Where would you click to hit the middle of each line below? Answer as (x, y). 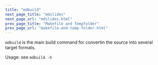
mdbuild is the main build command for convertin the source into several (79, 42)
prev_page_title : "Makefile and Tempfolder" (52, 24)
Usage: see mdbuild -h (29, 57)
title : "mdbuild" (23, 10)
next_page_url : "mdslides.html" (39, 19)
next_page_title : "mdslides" (35, 14)
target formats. (20, 48)
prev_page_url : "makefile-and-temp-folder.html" (57, 28)
